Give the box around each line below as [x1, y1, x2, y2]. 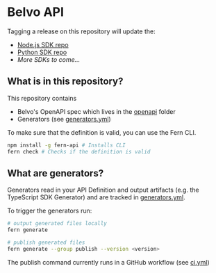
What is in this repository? [7, 76, 124, 88]
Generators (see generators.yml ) [17, 115, 111, 123]
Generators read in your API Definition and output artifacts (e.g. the [7, 185, 199, 195]
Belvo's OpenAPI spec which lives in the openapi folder [17, 107, 176, 115]
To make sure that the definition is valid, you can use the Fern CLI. [7, 128, 197, 136]
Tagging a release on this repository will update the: [7, 27, 156, 35]
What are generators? [7, 167, 104, 179]
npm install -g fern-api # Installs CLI [7, 142, 126, 149]
